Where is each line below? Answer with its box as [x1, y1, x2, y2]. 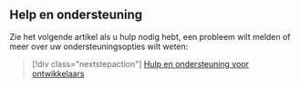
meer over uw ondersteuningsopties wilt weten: [9, 41, 189, 52]
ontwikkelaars [31, 68, 85, 79]
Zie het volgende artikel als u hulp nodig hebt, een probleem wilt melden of [9, 31, 291, 42]
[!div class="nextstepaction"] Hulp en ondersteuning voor [31, 58, 249, 69]
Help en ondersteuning [9, 7, 143, 23]
